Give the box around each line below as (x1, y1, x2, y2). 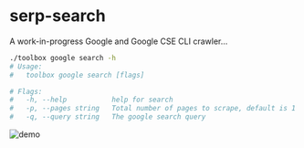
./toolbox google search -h (9, 53, 117, 62)
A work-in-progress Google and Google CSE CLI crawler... (9, 36, 228, 47)
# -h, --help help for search (9, 95, 173, 105)
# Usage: (9, 61, 43, 71)
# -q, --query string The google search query (9, 112, 206, 122)
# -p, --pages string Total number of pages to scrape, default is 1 (9, 104, 297, 113)
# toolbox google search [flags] (9, 70, 145, 79)
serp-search (9, 5, 107, 26)
